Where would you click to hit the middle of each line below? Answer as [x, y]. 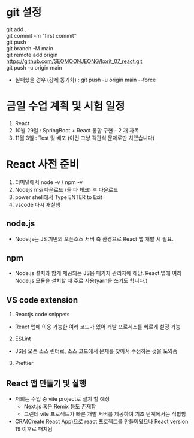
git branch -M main [30, 48]
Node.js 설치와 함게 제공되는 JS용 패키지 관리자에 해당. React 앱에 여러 [98, 273]
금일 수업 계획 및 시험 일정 [66, 106]
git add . [16, 29]
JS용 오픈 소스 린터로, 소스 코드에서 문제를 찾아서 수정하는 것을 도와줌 [96, 351]
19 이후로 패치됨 [34, 429]
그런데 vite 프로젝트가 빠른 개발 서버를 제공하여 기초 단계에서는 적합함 [105, 414]
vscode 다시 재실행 [38, 204]
